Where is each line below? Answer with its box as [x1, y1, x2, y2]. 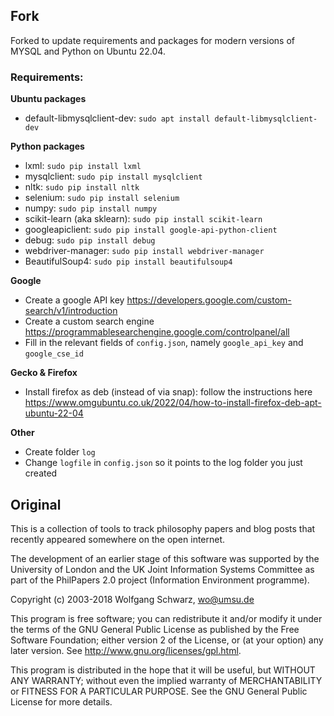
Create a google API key [24, 294, 125, 306]
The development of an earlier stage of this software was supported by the [10, 552, 320, 564]
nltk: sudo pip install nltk [24, 181, 140, 193]
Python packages [10, 140, 85, 153]
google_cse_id [24, 349, 84, 359]
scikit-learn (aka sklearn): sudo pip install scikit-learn [24, 213, 263, 225]
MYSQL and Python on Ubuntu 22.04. [10, 45, 166, 57]
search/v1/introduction [24, 305, 118, 317]
